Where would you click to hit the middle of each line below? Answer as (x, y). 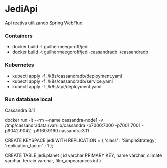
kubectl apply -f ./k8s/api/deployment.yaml (57, 86)
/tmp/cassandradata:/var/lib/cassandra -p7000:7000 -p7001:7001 (73, 125)
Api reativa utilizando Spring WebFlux (44, 23)
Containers (19, 36)
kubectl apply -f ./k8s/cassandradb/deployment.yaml (67, 76)
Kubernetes (20, 65)
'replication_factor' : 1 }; (29, 145)
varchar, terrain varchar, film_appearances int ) (53, 160)
